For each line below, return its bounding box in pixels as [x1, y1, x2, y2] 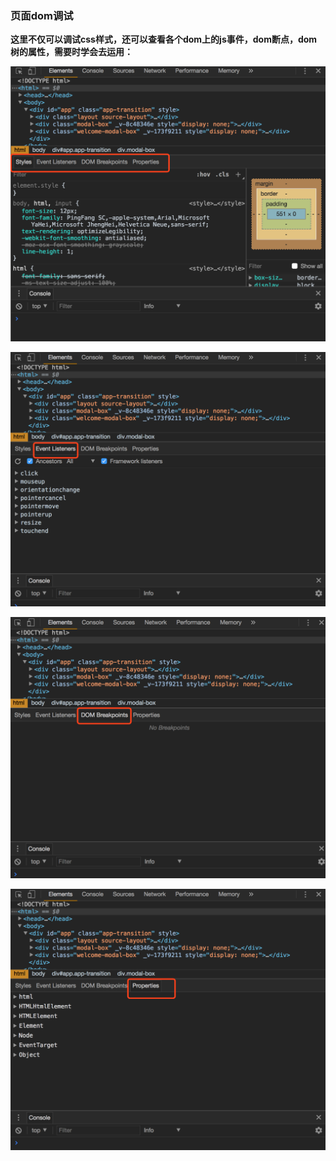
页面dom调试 [10, 8, 74, 22]
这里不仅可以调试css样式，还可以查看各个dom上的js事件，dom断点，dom [10, 33, 318, 46]
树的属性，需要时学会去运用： [10, 46, 133, 58]
